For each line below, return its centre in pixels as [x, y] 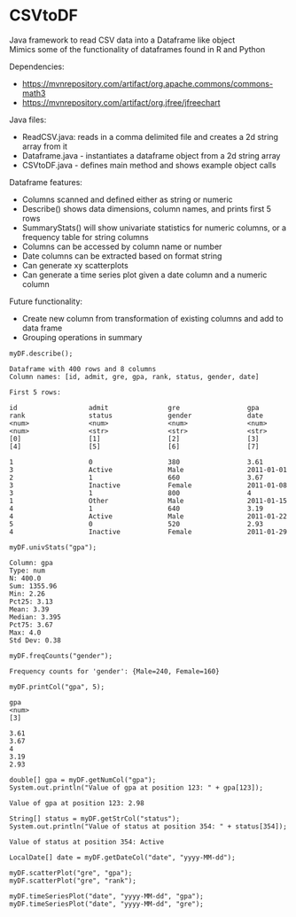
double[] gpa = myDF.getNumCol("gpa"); [83, 780]
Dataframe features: [46, 182]
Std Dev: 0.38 [35, 640]
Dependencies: [37, 66]
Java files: [28, 120]
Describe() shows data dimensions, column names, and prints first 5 [147, 208]
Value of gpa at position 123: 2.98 [77, 803]
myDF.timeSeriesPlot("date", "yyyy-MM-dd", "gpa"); [106, 896]
